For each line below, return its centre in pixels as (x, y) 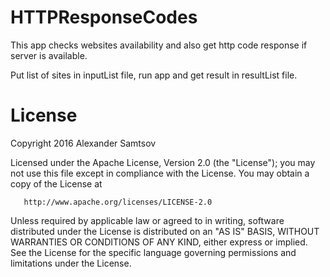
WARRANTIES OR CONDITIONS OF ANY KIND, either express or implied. (159, 242)
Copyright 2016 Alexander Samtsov (83, 143)
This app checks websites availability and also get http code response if (159, 45)
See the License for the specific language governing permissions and (153, 252)
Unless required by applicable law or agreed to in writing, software (147, 220)
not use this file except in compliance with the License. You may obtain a (160, 173)
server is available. (49, 55)
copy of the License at (56, 183)
